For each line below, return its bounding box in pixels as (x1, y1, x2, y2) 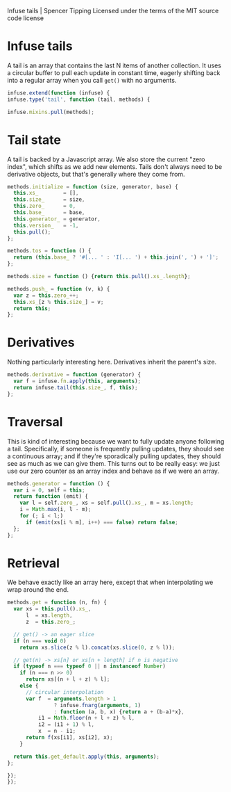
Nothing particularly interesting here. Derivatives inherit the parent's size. (7, 358, 217, 366)
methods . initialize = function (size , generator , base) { (7, 183, 178, 191)
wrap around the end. (7, 585, 69, 594)
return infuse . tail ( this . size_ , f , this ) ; (13, 384, 138, 391)
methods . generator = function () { (7, 480, 110, 487)
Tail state (7, 132, 61, 147)
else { (19, 682, 39, 690)
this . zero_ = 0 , (13, 202, 76, 210)
